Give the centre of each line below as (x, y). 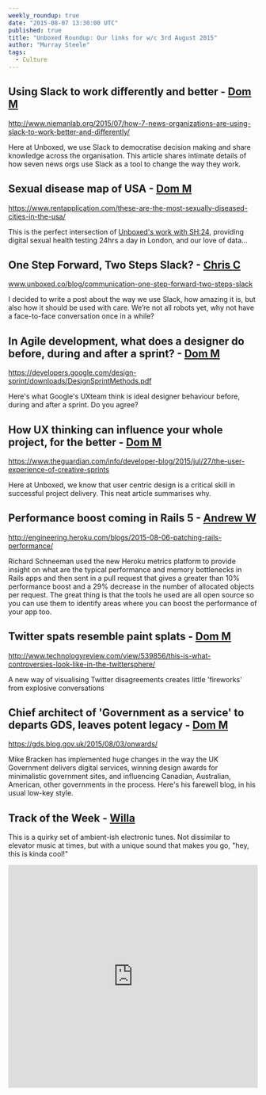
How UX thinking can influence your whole (116, 430)
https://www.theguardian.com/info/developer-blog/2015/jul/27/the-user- (127, 461)
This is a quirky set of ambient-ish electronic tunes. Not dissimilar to (120, 837)
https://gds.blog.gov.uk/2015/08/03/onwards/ (83, 744)
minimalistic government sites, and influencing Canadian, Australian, (120, 776)
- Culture (31, 60)
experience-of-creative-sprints (59, 469)
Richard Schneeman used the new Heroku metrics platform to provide (122, 561)
